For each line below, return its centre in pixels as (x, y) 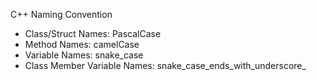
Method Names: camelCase (82, 44)
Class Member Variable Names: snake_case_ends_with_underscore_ (165, 65)
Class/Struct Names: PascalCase (93, 33)
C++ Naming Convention (61, 14)
